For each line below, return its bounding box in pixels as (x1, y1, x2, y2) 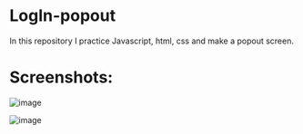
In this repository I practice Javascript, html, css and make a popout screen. (9, 35, 294, 46)
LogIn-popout (9, 5, 116, 26)
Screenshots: (9, 67, 114, 88)
